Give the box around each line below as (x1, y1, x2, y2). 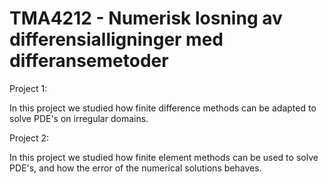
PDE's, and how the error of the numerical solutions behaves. (9, 162, 262, 174)
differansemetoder (9, 50, 169, 72)
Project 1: (9, 82, 48, 94)
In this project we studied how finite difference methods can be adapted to (9, 102, 317, 114)
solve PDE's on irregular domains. (9, 112, 149, 124)
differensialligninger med (9, 28, 224, 51)
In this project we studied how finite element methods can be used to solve (9, 151, 319, 163)
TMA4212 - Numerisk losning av (9, 7, 283, 30)
